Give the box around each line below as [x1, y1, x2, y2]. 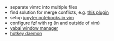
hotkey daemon [9, 31, 42, 36]
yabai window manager [9, 25, 58, 31]
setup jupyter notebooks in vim [9, 15, 74, 20]
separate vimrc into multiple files [9, 4, 77, 10]
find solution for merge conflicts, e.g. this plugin [9, 9, 109, 15]
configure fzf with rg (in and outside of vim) [9, 20, 100, 26]
